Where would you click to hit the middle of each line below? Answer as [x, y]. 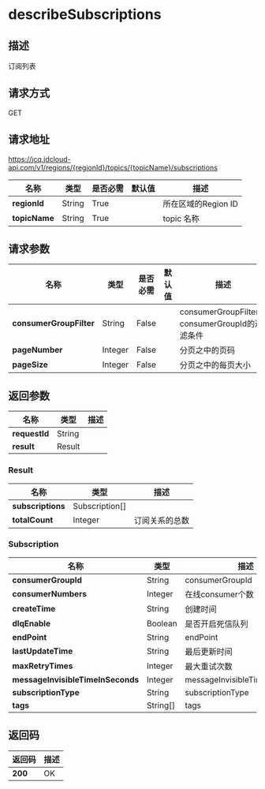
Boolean [162, 623]
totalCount [33, 520]
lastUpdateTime [43, 651]
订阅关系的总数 [161, 520]
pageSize [30, 365]
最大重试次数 [209, 666]
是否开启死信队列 [216, 623]
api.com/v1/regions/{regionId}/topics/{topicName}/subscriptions [113, 167]
